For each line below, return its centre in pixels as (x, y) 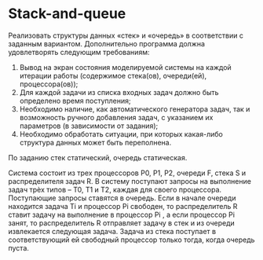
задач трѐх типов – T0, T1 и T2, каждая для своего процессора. (115, 189)
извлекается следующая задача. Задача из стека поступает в (112, 231)
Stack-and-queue (67, 14)
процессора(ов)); (49, 84)
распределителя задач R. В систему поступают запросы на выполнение (130, 181)
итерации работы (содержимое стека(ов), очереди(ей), (113, 75)
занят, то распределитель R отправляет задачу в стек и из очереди (122, 223)
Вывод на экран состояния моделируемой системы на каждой (125, 67)
